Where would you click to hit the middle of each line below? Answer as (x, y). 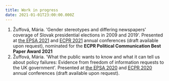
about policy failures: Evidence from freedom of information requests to (88, 62)
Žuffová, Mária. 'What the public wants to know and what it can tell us (86, 56)
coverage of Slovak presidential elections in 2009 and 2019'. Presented (88, 35)
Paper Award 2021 (33, 51)
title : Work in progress (32, 10)
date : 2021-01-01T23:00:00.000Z (40, 15)
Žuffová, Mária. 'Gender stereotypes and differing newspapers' (79, 29)
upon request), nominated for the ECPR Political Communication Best (87, 46)
